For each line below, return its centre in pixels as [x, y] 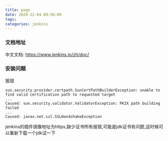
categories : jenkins [27, 24]
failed [12, 108]
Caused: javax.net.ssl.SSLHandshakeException [53, 116]
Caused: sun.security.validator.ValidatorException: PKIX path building [83, 103]
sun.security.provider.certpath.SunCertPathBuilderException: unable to [83, 90]
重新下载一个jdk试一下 [32, 133]
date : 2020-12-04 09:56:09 [33, 15]
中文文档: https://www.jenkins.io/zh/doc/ [47, 54]
